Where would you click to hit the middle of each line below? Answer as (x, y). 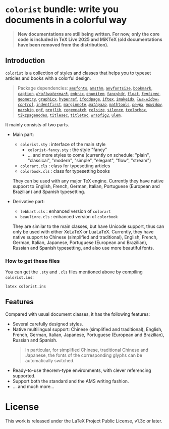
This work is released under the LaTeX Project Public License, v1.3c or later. (84, 421)
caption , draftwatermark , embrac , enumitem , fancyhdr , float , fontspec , (89, 93)
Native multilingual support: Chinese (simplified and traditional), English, (87, 329)
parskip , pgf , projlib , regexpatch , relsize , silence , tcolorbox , (82, 109)
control (25, 105)
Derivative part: (29, 201)
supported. (24, 375)
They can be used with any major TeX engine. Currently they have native (88, 181)
